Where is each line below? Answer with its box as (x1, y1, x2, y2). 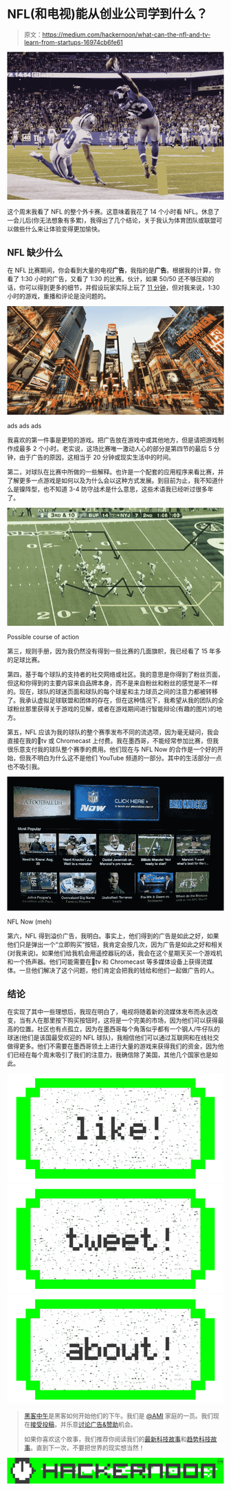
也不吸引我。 (7, 762, 43, 771)
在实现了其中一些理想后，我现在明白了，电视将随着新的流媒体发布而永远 (7, 1008, 212, 1016)
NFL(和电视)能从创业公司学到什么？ (7, 6, 208, 22)
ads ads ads (7, 422, 42, 430)
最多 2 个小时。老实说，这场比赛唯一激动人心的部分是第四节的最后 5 (19, 445, 212, 453)
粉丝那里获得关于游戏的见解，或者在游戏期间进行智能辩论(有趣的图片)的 (12, 704, 217, 713)
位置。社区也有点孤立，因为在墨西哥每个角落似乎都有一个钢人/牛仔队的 (19, 1025, 221, 1033)
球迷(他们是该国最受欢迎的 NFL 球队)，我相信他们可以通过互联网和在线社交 (7, 1033, 219, 1042)
